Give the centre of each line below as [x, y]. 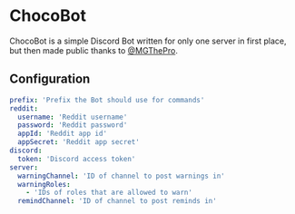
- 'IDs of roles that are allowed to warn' [109, 193]
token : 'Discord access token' [77, 159]
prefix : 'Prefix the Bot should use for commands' [107, 100]
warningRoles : [44, 184]
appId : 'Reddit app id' [62, 134]
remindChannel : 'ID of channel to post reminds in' [118, 201]
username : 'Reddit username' [73, 117]
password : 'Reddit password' [73, 125]
